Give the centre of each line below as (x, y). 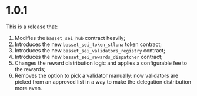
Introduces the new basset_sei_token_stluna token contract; (88, 44)
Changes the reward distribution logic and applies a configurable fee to (101, 63)
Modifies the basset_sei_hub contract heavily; (70, 38)
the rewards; (30, 69)
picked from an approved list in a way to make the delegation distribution (103, 82)
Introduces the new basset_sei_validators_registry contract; (90, 50)
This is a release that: (32, 27)
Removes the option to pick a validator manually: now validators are (96, 75)
